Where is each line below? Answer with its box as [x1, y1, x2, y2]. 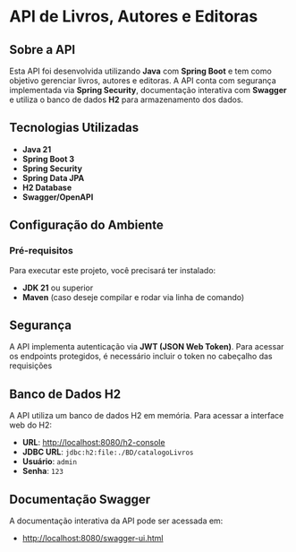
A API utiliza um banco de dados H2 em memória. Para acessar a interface [9, 410, 284, 421]
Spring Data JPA [21, 172, 85, 183]
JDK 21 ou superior [21, 282, 94, 293]
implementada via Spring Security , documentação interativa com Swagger [9, 85, 287, 95]
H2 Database [21, 182, 72, 193]
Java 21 [21, 143, 52, 154]
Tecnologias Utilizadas [9, 120, 140, 135]
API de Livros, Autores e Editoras [9, 6, 258, 27]
